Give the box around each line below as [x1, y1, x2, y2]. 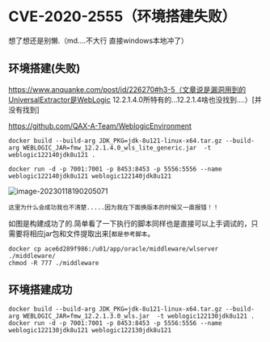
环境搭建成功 [8, 283, 73, 297]
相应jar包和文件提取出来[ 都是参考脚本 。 [29, 228, 155, 239]
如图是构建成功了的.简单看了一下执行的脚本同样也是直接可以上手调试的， [8, 218, 252, 228]
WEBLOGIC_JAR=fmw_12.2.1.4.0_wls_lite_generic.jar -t [23, 143, 212, 152]
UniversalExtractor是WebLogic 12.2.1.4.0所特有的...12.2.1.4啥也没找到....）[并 [8, 95, 262, 104]
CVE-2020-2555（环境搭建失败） [8, 7, 237, 26]
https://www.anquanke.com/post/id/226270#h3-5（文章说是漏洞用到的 [8, 84, 247, 94]
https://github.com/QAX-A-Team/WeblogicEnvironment [8, 120, 192, 130]
